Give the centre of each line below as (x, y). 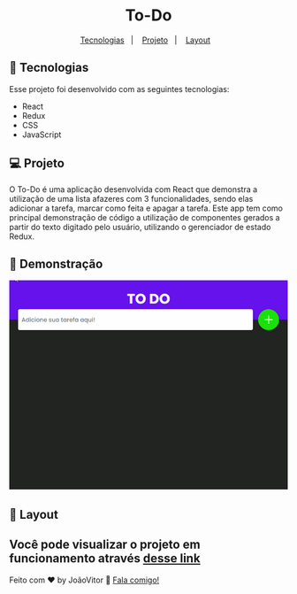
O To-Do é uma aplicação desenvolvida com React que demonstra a (133, 189)
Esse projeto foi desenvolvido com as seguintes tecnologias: (119, 89)
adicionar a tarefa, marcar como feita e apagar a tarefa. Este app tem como (146, 208)
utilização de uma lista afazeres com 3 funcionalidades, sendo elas (131, 198)
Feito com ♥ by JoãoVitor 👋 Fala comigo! (84, 580)
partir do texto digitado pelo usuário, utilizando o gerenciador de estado (140, 227)
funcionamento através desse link (105, 559)
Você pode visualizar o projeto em (105, 545)
